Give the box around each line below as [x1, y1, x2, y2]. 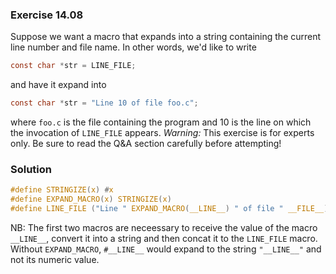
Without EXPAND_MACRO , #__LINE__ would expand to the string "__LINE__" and [10, 243, 322, 255]
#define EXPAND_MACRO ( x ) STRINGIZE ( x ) [10, 194, 172, 205]
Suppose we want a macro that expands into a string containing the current [10, 31, 322, 43]
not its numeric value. [10, 253, 100, 265]
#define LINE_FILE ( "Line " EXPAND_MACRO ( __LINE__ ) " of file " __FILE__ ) [10, 204, 329, 214]
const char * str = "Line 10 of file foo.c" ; [10, 98, 199, 108]
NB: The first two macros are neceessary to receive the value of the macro [10, 221, 318, 233]
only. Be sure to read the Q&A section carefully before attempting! [10, 138, 282, 150]
